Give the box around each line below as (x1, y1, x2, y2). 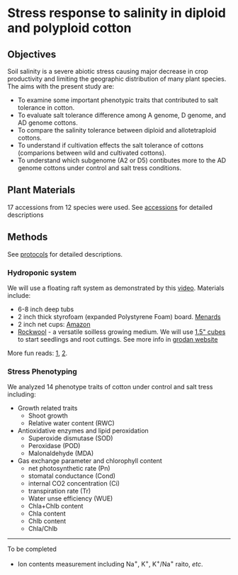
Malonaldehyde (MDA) (28, 449, 94, 458)
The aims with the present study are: (7, 82, 115, 90)
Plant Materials (7, 184, 76, 196)
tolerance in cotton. (17, 104, 75, 111)
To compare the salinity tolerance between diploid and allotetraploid (17, 126, 217, 134)
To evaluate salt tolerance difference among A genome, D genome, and (17, 111, 227, 119)
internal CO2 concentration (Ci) (28, 479, 120, 488)
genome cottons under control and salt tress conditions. (17, 164, 182, 172)
